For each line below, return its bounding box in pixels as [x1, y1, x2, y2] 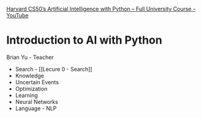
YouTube [6, 12, 29, 19]
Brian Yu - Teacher [6, 53, 54, 61]
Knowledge [15, 72, 44, 79]
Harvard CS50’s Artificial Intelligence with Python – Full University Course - [6, 6, 196, 12]
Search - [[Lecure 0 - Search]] [15, 65, 93, 73]
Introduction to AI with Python [6, 33, 162, 47]
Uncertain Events [15, 78, 59, 85]
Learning [15, 92, 38, 99]
